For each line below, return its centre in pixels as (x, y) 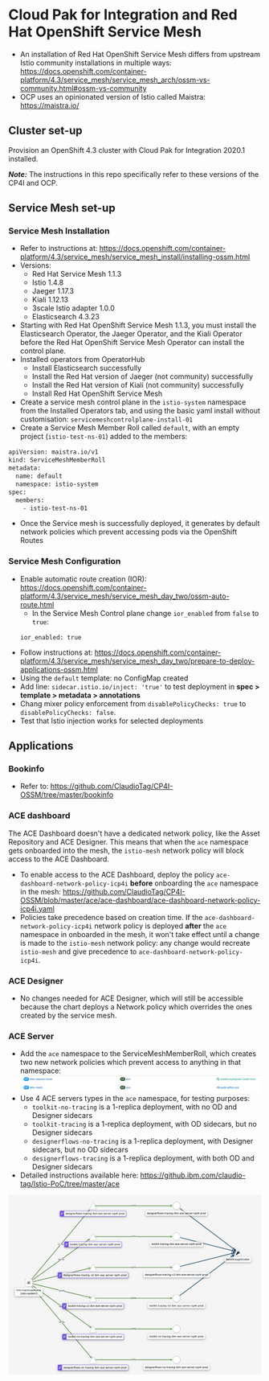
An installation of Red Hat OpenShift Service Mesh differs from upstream (140, 54)
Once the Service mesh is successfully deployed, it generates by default (140, 524)
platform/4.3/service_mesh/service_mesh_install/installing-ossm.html (135, 257)
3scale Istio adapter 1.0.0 (73, 308)
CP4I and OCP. (33, 183)
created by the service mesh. (68, 1016)
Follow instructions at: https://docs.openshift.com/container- (120, 652)
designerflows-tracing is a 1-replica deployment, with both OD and (143, 1158)
